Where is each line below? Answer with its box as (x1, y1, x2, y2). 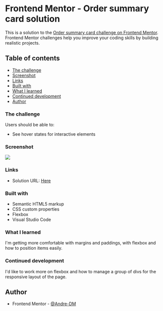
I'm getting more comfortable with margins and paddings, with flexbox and (5, 240, 156, 246)
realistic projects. (5, 40, 40, 46)
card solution (5, 13, 60, 24)
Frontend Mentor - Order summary (5, 3, 149, 14)
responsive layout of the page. (5, 274, 67, 280)
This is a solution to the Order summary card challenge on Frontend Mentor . (5, 29, 159, 35)
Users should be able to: (5, 122, 55, 128)
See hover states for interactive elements (12, 131, 96, 137)
